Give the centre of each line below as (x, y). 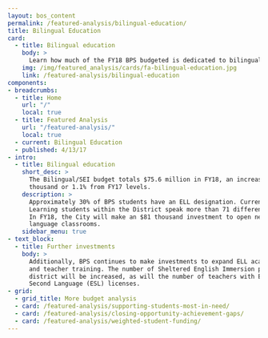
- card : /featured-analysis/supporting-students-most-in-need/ (122, 306)
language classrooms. (65, 224)
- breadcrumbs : (33, 90)
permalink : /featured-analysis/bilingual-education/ (97, 23)
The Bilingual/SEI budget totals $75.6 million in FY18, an (131, 180)
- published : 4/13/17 (51, 150)
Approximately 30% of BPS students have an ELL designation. (133, 202)
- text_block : (31, 239)
